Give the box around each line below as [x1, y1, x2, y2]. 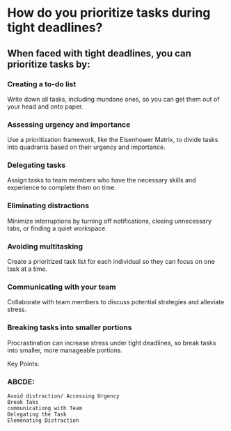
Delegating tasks [7, 160, 66, 170]
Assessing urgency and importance [7, 120, 131, 130]
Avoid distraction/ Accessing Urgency [7, 392, 120, 400]
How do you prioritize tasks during [7, 5, 211, 21]
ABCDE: [7, 377, 35, 386]
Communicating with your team [7, 282, 116, 292]
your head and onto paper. [7, 102, 83, 111]
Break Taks [7, 398, 39, 405]
